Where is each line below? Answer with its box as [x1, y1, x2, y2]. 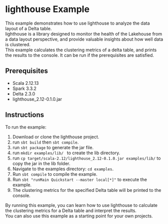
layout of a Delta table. [5, 25, 52, 31]
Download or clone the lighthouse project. [12, 134, 99, 140]
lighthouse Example [5, 4, 90, 15]
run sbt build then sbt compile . [12, 139, 79, 145]
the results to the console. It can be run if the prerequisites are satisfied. [5, 52, 154, 58]
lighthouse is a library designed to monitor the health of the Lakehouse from [5, 31, 162, 37]
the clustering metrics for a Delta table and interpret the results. [5, 207, 137, 213]
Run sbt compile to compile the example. [12, 171, 98, 177]
